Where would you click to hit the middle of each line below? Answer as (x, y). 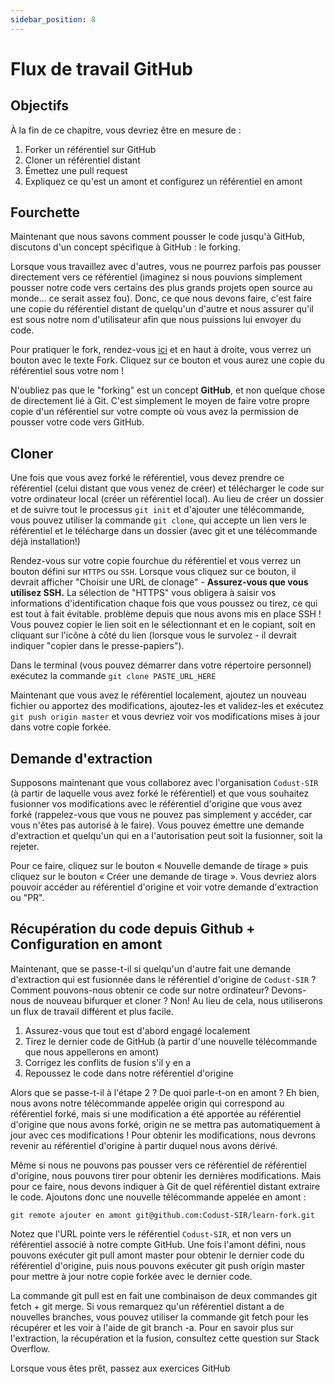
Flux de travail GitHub (101, 68)
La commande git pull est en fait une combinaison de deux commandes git (164, 1295)
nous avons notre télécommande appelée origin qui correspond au (147, 1103)
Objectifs (40, 106)
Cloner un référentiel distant (82, 160)
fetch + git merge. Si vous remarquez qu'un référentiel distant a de (147, 1306)
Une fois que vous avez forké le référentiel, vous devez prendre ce (147, 478)
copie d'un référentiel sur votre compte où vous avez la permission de (154, 412)
